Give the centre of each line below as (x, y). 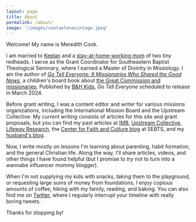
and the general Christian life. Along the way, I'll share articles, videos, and (96, 153)
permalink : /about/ (30, 22)
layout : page (22, 11)
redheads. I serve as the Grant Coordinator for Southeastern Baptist (88, 62)
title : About (22, 17)
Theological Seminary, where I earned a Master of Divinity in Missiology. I (94, 68)
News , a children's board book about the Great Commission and (83, 81)
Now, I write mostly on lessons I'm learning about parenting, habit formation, (98, 147)
